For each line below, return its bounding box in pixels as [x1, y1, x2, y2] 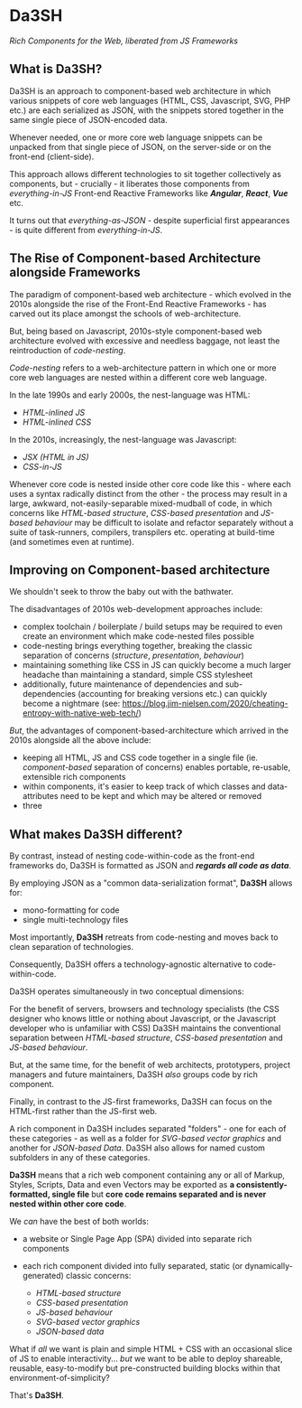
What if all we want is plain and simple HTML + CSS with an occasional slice [9, 1344, 293, 1355]
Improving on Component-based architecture [9, 562, 270, 577]
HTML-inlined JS [22, 407, 86, 418]
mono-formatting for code [22, 905, 120, 915]
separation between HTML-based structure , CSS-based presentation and [9, 1032, 284, 1044]
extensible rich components [22, 772, 126, 783]
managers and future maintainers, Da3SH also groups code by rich [9, 1069, 259, 1080]
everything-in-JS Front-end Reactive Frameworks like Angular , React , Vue [9, 187, 288, 199]
